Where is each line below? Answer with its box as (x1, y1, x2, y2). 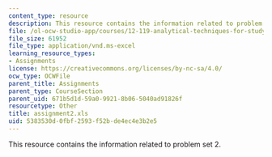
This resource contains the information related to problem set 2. (8, 139, 221, 149)
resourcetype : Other (8, 102, 79, 110)
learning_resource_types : (8, 49, 96, 57)
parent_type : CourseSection (8, 87, 104, 95)
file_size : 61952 (8, 34, 67, 43)
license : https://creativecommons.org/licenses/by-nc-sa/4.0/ (8, 65, 223, 73)
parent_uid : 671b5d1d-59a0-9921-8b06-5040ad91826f (8, 95, 183, 103)
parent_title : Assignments (8, 79, 100, 87)
